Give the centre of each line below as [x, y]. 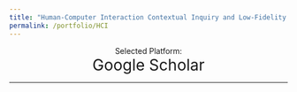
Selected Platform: [148, 50]
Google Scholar [148, 65]
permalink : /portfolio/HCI [59, 26]
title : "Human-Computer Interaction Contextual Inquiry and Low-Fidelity [148, 17]
